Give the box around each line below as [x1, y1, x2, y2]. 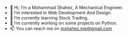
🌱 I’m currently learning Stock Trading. [9, 15, 89, 20]
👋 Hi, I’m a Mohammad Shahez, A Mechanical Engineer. [9, 5, 124, 10]
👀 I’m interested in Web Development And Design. [9, 10, 112, 16]
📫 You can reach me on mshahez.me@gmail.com [9, 26, 113, 31]
